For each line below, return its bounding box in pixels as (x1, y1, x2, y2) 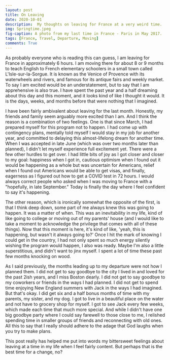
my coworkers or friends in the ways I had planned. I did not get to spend (5, 279, 158, 286)
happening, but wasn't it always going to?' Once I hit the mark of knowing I (5, 232, 161, 238)
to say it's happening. (5, 189, 51, 195)
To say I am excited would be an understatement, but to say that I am (5, 82, 150, 88)
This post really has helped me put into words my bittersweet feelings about (5, 338, 164, 344)
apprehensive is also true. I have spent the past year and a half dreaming (5, 87, 158, 93)
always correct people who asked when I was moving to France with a (5, 178, 152, 184)
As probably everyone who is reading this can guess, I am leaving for (5, 55, 150, 61)
